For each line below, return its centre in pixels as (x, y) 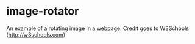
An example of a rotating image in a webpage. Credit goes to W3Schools (97, 28)
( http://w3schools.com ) (36, 34)
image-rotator (43, 11)
